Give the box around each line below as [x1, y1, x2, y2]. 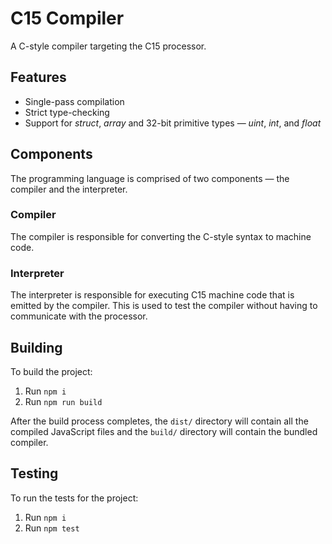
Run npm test [24, 522, 80, 534]
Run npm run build [24, 395, 103, 407]
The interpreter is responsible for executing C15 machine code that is [10, 289, 295, 301]
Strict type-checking [24, 106, 110, 118]
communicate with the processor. [10, 310, 148, 322]
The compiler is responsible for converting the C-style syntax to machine [10, 230, 312, 242]
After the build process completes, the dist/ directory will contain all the [10, 415, 309, 427]
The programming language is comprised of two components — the [10, 172, 290, 184]
